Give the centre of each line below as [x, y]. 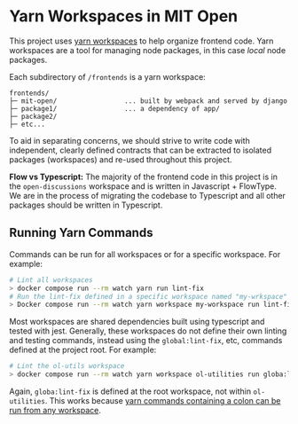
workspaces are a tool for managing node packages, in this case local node [148, 50]
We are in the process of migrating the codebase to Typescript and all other [148, 195]
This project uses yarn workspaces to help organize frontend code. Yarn [141, 41]
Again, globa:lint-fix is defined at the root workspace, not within [130, 391]
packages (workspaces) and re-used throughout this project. [121, 159]
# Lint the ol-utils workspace [67, 366]
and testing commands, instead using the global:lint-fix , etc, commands [146, 341]
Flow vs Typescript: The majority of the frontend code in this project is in [143, 177]
